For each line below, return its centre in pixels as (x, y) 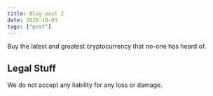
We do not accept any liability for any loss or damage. (85, 85)
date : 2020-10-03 (33, 20)
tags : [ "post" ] (29, 26)
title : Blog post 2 (36, 14)
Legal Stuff (32, 68)
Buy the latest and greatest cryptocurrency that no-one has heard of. (107, 47)
